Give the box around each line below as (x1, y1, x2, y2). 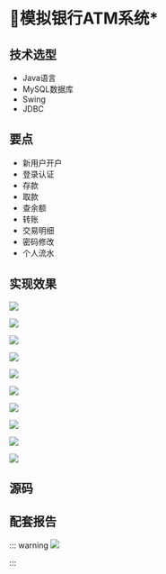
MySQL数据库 (22, 84, 74, 95)
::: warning (9, 540, 49, 551)
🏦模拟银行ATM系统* (9, 8, 159, 29)
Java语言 (22, 73, 57, 83)
